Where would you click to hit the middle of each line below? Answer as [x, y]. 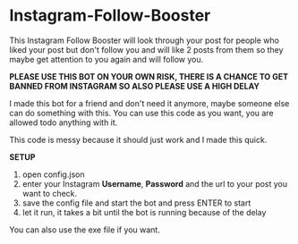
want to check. [50, 193]
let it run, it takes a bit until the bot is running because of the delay [144, 212]
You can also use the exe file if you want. [85, 230]
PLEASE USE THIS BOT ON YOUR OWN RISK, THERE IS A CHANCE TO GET [149, 76]
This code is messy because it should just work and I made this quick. [138, 139]
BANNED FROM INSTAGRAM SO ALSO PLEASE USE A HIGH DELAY [135, 86]
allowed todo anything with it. [64, 122]
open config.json [53, 174]
